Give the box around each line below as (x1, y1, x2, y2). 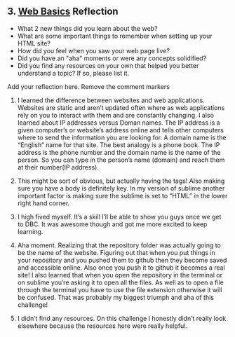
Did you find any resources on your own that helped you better (17, 61, 199, 69)
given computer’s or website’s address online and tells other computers (17, 125, 224, 134)
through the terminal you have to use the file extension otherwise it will (17, 285, 222, 294)
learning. (17, 227, 43, 235)
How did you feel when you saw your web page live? (17, 46, 170, 55)
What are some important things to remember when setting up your (17, 32, 213, 40)
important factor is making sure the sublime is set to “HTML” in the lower (17, 191, 228, 200)
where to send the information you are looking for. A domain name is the (17, 133, 227, 142)
